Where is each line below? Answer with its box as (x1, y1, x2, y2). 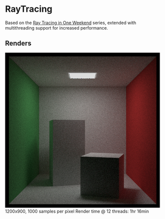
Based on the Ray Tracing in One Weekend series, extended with (5, 20, 137, 26)
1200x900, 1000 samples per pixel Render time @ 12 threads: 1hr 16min (5, 208, 149, 214)
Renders (5, 39, 32, 48)
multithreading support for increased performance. (5, 25, 108, 31)
